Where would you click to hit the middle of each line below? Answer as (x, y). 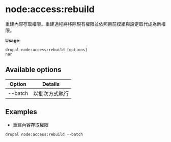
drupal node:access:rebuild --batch (44, 134)
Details (51, 84)
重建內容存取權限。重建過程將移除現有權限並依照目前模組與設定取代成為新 (83, 24)
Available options (34, 70)
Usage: (13, 40)
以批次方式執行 (51, 93)
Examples (21, 112)
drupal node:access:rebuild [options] (46, 50)
